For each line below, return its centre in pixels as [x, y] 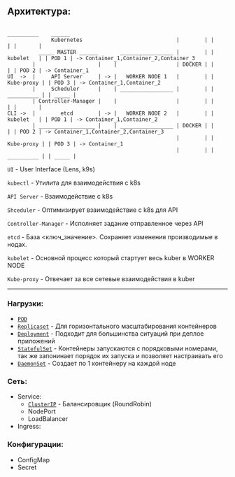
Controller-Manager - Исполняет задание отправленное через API [106, 223]
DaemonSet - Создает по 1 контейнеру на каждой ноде [97, 364]
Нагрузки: [26, 304]
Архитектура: [39, 12]
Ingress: [29, 427]
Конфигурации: [36, 445]
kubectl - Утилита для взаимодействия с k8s [74, 183]
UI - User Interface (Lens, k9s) [51, 169]
